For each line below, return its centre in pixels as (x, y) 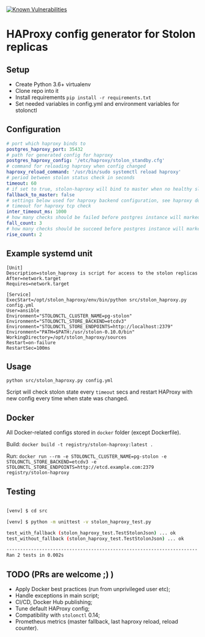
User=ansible (23, 311)
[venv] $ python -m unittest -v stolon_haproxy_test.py (79, 522)
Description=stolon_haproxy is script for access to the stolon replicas (102, 273)
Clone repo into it (37, 91)
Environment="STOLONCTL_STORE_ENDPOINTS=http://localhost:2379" (90, 326)
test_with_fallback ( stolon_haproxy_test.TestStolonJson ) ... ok (91, 533)
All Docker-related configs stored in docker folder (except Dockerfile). (94, 433)
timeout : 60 (21, 183)
